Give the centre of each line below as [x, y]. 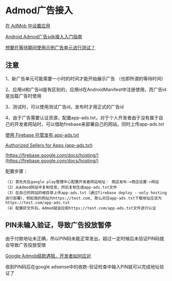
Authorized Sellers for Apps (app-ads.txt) [49, 145]
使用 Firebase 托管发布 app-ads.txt [42, 135]
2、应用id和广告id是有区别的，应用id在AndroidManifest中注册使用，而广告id [86, 89]
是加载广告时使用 [23, 96]
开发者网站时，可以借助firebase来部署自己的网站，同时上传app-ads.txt [89, 124]
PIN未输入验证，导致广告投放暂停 [58, 225]
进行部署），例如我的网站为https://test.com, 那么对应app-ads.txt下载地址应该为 [84, 198]
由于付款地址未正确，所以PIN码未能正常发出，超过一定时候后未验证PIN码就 [85, 238]
